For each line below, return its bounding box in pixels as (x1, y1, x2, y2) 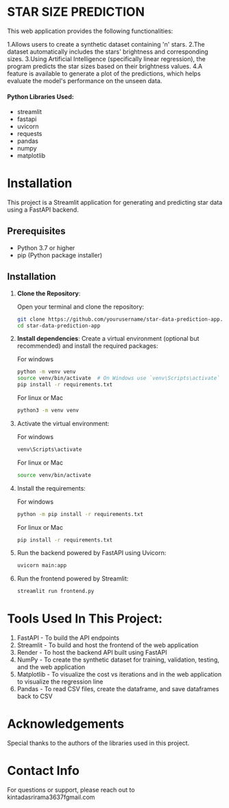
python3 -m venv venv (16, 407, 80, 414)
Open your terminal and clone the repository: (16, 302, 145, 311)
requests (16, 130, 43, 138)
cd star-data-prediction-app (16, 322, 101, 329)
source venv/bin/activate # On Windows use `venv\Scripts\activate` (16, 375, 221, 382)
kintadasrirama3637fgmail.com (7, 793, 95, 801)
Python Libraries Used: (7, 92, 74, 100)
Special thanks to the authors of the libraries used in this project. (7, 739, 190, 748)
